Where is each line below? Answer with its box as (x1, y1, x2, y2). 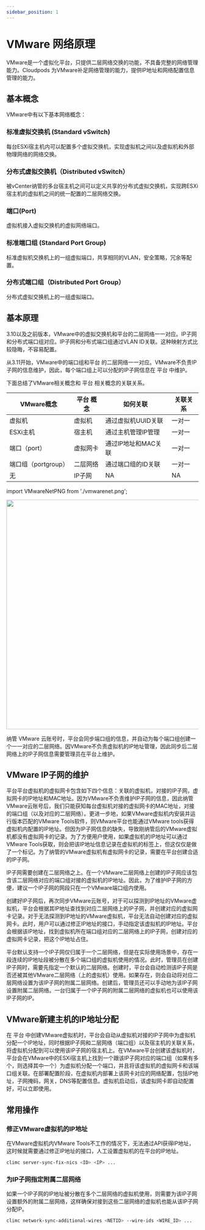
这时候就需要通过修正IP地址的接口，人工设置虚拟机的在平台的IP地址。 (6, 1147, 182, 1154)
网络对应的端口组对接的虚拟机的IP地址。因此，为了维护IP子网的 (27, 876, 187, 884)
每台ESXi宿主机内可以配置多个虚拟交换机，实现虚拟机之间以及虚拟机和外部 (6, 143, 195, 150)
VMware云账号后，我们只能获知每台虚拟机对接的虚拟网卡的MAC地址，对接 (6, 802, 195, 810)
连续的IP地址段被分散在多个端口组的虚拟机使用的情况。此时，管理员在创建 (11, 956, 198, 964)
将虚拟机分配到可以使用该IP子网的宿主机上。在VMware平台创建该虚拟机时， (6, 1047, 198, 1054)
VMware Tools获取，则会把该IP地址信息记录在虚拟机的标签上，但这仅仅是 (6, 841, 192, 848)
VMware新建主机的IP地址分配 (6, 1014, 119, 1024)
